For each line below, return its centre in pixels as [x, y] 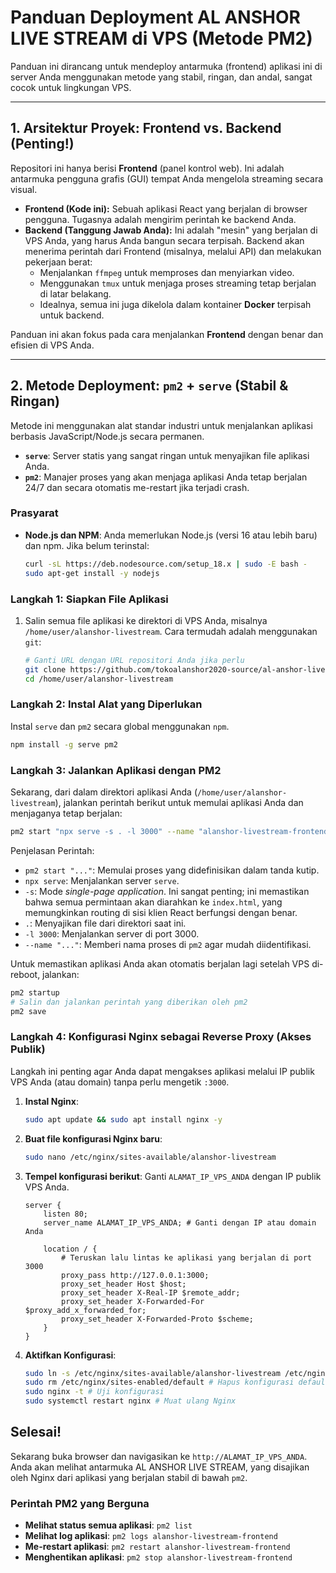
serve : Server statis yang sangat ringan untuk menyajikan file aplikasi [167, 455]
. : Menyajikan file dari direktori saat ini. [105, 923]
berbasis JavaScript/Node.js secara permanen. [107, 436]
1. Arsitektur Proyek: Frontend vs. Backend [146, 128]
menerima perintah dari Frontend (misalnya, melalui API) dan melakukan [173, 251]
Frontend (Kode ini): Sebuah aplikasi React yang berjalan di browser [166, 208]
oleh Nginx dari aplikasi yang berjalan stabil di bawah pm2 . [129, 1477]
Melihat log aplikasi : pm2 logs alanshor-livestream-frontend [151, 1536]
